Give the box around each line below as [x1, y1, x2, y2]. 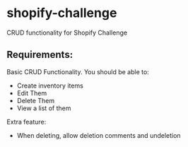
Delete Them [16, 96, 54, 105]
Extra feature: [6, 117, 47, 126]
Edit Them [16, 88, 47, 97]
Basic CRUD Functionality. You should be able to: [6, 67, 149, 76]
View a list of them [16, 104, 71, 112]
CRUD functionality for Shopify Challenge [6, 28, 128, 37]
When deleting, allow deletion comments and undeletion [16, 131, 181, 139]
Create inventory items [16, 81, 84, 90]
